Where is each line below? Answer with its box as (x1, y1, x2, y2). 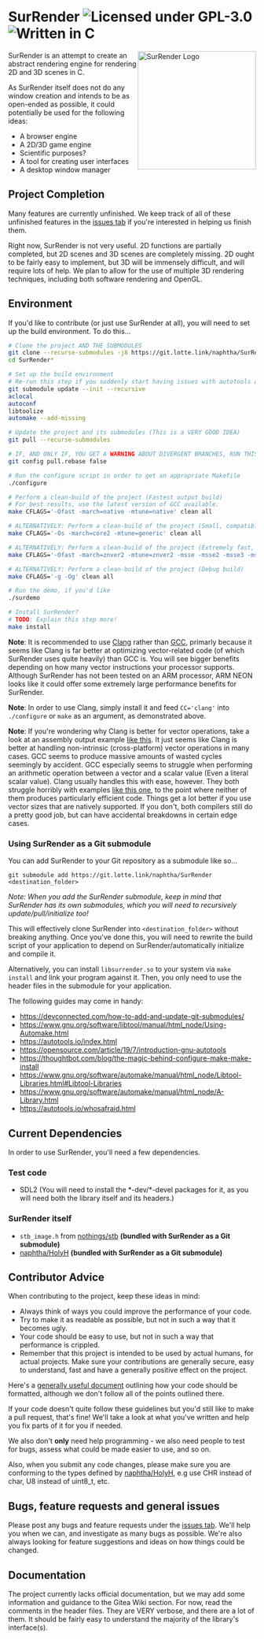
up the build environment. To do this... (8, 326, 131, 336)
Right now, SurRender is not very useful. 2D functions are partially (8, 240, 222, 250)
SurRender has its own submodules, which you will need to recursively (8, 901, 237, 910)
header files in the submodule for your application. (8, 981, 171, 990)
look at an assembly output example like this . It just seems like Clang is (8, 734, 237, 744)
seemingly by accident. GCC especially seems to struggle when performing (8, 760, 253, 769)
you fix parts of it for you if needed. (8, 1421, 123, 1430)
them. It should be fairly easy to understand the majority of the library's (8, 1614, 240, 1623)
